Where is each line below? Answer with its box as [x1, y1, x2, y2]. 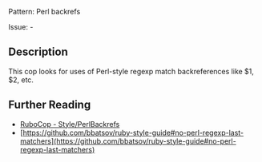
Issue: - [8, 22, 34, 31]
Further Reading [8, 98, 91, 112]
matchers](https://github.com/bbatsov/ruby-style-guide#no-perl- [19, 136, 236, 146]
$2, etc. [8, 75, 34, 85]
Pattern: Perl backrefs [8, 7, 81, 16]
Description [8, 45, 68, 59]
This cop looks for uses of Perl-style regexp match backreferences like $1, [8, 66, 255, 76]
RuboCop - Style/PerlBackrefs [19, 119, 120, 128]
